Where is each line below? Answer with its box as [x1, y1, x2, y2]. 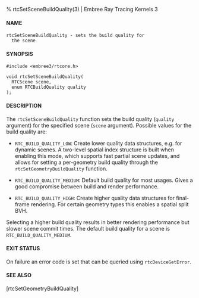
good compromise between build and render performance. [14, 182, 159, 190]
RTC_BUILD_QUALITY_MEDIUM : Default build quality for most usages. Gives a [14, 176, 193, 184]
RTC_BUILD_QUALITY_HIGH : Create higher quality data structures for [14, 194, 175, 201]
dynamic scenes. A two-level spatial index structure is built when [14, 146, 174, 153]
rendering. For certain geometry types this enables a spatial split [30, 200, 189, 208]
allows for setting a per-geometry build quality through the [14, 159, 159, 166]
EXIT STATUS [6, 245, 40, 252]
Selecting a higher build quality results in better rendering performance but [6, 218, 190, 226]
